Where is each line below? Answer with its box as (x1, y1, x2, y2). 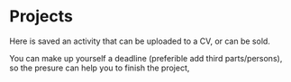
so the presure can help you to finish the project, (9, 62, 190, 73)
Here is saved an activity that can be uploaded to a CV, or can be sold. (9, 36, 270, 46)
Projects (9, 6, 74, 27)
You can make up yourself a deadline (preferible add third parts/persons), (9, 53, 283, 63)
